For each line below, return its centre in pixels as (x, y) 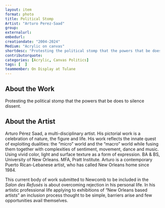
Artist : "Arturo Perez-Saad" (35, 23)
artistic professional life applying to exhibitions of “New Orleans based (76, 190)
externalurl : (18, 32)
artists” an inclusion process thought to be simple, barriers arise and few (79, 195)
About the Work (30, 89)
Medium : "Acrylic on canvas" (35, 46)
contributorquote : (24, 55)
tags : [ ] (16, 64)
